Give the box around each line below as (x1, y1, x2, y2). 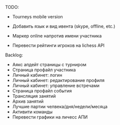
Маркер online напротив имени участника (12, 33, 102, 39)
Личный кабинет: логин (12, 72, 62, 78)
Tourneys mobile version (12, 14, 63, 19)
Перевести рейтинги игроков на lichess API (12, 42, 105, 48)
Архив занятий (12, 98, 44, 104)
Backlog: (5, 52, 23, 58)
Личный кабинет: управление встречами (12, 83, 100, 88)
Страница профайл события (12, 88, 72, 93)
